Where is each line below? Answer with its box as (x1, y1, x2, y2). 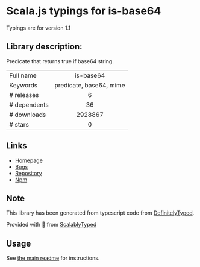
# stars (9, 120, 29, 128)
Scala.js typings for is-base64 (6, 4, 161, 18)
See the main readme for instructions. (6, 254, 100, 262)
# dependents (9, 101, 49, 109)
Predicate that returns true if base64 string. (6, 57, 114, 64)
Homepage (14, 157, 43, 164)
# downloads (9, 110, 46, 119)
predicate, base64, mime (54, 81, 125, 89)
